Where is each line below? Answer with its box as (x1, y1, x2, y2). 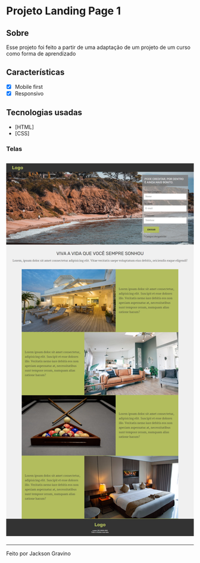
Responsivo (14, 89, 44, 97)
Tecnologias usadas (6, 107, 82, 117)
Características (6, 67, 65, 78)
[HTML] (14, 123, 35, 131)
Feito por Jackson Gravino (6, 550, 71, 557)
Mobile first (14, 83, 43, 90)
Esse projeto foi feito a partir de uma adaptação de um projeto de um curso (6, 44, 190, 51)
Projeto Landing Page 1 (6, 4, 121, 18)
